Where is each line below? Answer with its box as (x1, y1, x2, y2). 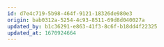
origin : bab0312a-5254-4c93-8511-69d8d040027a (7, 17, 145, 23)
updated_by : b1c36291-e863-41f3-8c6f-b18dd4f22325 (7, 23, 158, 30)
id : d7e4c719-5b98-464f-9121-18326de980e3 (7, 10, 133, 17)
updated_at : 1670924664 (7, 29, 77, 37)
